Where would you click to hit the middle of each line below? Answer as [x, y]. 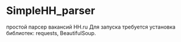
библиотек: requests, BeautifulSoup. [51, 33]
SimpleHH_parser [51, 11]
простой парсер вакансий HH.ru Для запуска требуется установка [91, 27]
